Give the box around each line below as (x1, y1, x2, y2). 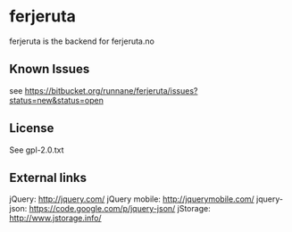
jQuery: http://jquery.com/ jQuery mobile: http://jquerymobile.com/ (9, 194, 254, 204)
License (9, 120, 54, 136)
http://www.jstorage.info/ (9, 212, 102, 224)
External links (9, 170, 88, 185)
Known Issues (9, 62, 90, 77)
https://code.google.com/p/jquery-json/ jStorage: (29, 203, 212, 214)
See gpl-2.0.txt (9, 145, 64, 155)
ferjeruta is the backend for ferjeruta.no (9, 36, 154, 46)
